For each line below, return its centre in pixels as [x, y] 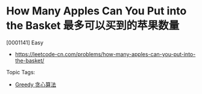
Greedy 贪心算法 [36, 84]
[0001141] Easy [25, 43]
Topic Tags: [21, 72]
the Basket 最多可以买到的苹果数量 [93, 26]
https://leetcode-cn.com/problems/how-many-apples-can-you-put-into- [105, 54]
